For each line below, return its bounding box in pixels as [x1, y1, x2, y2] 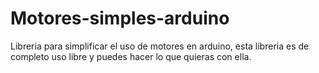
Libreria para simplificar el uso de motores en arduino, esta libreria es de [10, 40, 310, 52]
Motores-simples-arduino [10, 7, 230, 30]
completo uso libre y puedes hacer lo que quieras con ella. [10, 50, 252, 62]
